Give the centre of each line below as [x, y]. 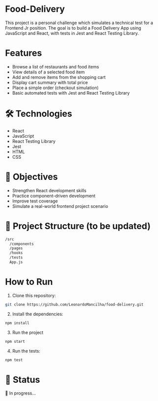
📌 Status [23, 380]
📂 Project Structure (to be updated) [78, 226]
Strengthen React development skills [49, 190]
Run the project [28, 332]
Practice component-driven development [54, 196]
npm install [17, 323]
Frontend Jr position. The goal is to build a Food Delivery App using [73, 28]
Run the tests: [26, 351]
